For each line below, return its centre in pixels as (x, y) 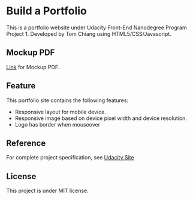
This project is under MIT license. (47, 191)
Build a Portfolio (46, 11)
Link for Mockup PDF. (33, 67)
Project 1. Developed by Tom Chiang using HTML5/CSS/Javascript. (89, 33)
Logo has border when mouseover (58, 124)
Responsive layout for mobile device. (61, 112)
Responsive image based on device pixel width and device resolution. (101, 118)
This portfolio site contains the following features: (67, 100)
